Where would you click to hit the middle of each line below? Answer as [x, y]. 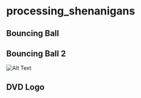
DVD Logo [26, 87]
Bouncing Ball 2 [36, 53]
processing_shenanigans [71, 11]
